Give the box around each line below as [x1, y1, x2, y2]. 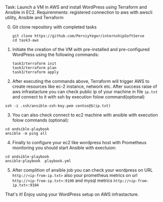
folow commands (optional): [12, 117, 69, 123]
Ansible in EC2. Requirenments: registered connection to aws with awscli [5, 9, 153, 15]
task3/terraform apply [12, 70, 59, 75]
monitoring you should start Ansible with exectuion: [12, 145, 116, 151]
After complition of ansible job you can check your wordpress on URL [12, 167, 153, 173]
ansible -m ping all [5, 131, 48, 136]
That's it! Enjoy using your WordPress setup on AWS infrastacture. [5, 191, 139, 197]
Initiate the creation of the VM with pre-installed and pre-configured [12, 47, 150, 52]
